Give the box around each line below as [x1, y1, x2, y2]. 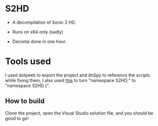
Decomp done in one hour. [12, 38, 67, 44]
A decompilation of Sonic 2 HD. [12, 19, 77, 25]
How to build [5, 97, 45, 105]
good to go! [5, 115, 29, 121]
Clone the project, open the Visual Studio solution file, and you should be [5, 110, 154, 116]
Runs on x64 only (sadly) [12, 29, 63, 35]
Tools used [5, 56, 51, 67]
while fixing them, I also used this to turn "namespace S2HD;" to [5, 77, 136, 83]
